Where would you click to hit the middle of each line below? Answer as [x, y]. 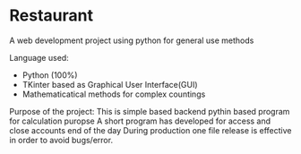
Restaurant [52, 16]
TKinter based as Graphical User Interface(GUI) [110, 84]
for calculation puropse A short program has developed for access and [140, 121]
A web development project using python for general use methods [132, 40]
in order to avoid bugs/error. [61, 140]
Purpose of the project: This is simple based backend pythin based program [150, 111]
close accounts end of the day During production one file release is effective [150, 130]
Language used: [39, 57]
